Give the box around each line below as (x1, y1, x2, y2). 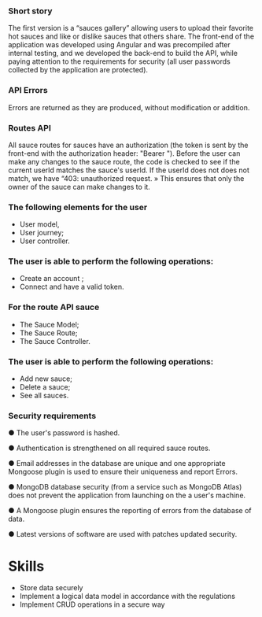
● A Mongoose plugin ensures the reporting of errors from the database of (8, 506, 252, 515)
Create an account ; (19, 274, 84, 283)
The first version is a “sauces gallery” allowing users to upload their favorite (8, 24, 254, 33)
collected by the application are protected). (8, 65, 148, 75)
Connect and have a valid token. (19, 282, 124, 292)
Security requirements (8, 411, 97, 421)
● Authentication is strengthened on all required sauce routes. (8, 443, 211, 453)
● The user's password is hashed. (8, 428, 120, 438)
